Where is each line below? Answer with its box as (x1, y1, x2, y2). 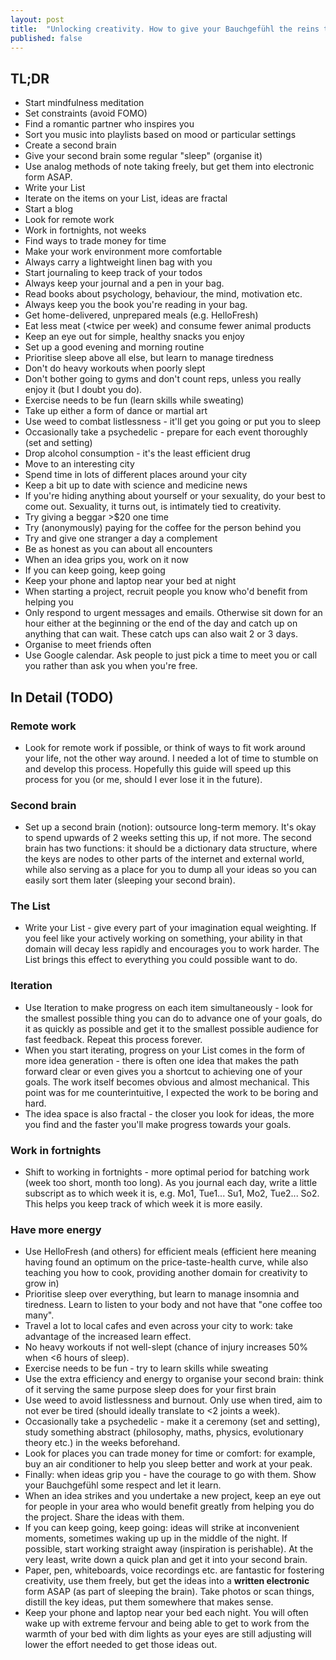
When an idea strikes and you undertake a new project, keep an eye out (24, 1490, 322, 1502)
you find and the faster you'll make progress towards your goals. (24, 1118, 292, 1130)
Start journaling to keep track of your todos (24, 267, 203, 279)
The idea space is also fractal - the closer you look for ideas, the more (24, 1107, 315, 1120)
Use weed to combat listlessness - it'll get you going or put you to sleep (24, 416, 322, 428)
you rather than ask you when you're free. (24, 660, 198, 672)
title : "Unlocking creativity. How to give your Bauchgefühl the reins (10, 24, 320, 34)
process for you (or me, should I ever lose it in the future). (24, 773, 263, 785)
